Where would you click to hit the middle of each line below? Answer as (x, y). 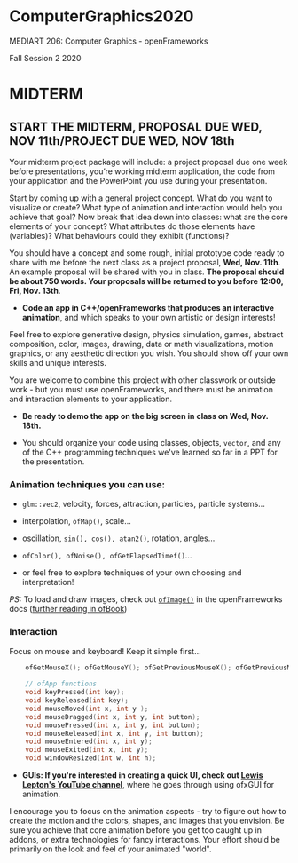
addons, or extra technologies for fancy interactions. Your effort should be (145, 840)
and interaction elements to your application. (91, 399)
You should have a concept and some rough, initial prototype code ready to (147, 253)
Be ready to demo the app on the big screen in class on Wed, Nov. (145, 416)
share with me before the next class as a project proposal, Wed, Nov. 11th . (145, 262)
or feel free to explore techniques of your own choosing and (132, 573)
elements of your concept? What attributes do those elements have (132, 226)
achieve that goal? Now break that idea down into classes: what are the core (149, 217)
